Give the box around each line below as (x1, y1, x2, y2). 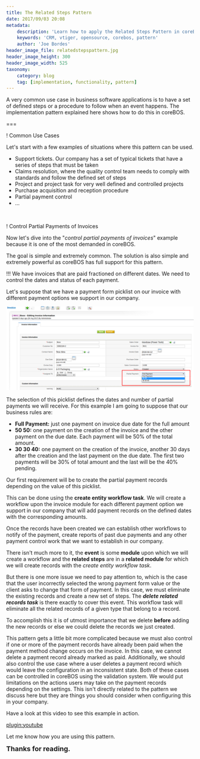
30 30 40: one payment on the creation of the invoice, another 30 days (14, 445, 190, 452)
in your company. (6, 698, 49, 705)
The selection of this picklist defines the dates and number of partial (6, 396, 174, 403)
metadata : (6, 22, 31, 28)
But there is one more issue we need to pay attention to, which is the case (6, 573, 187, 580)
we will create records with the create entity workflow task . (6, 562, 152, 569)
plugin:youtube (6, 721, 43, 729)
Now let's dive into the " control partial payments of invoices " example (6, 234, 179, 241)
